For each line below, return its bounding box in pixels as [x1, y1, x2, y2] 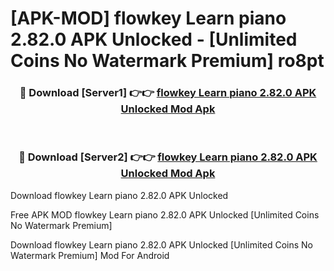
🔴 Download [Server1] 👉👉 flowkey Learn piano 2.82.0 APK [19, 86, 317, 100]
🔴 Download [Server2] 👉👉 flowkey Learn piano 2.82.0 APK [18, 150, 318, 164]
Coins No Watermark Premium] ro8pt [10, 50, 325, 72]
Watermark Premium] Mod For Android [10, 249, 170, 261]
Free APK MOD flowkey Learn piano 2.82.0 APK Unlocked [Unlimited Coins [10, 208, 320, 221]
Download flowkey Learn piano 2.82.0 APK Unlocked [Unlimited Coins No [10, 238, 313, 251]
